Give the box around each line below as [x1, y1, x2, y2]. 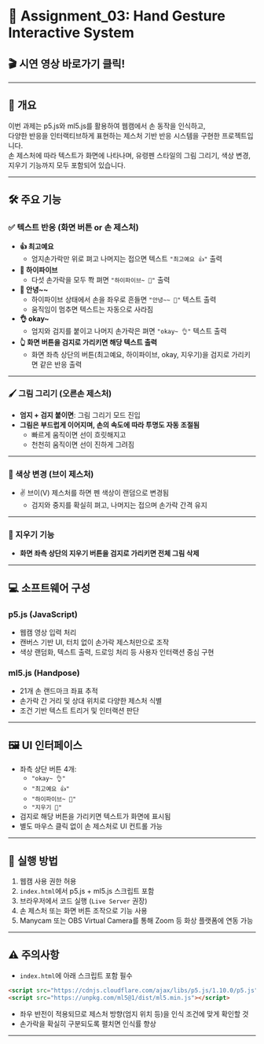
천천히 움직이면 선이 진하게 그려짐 [31, 440, 135, 449]
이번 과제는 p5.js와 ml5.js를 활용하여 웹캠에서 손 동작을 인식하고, [8, 121, 206, 131]
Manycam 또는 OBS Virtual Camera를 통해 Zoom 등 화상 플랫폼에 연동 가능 [19, 916, 254, 925]
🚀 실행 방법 [8, 854, 59, 868]
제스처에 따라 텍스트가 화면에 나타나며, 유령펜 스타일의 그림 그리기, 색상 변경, [16, 150, 251, 160]
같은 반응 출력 [39, 360, 82, 369]
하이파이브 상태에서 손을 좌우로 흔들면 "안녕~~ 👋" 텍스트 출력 [31, 294, 217, 304]
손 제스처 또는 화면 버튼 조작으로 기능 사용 [19, 906, 148, 915]
